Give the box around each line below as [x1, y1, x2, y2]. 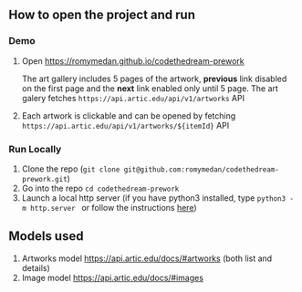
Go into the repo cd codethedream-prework [21, 182, 180, 193]
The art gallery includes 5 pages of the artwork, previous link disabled [21, 73, 287, 84]
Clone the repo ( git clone [21, 163, 120, 174]
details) [21, 262, 51, 273]
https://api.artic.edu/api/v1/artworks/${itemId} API [21, 120, 230, 130]
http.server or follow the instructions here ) [30, 202, 197, 213]
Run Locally [8, 142, 62, 155]
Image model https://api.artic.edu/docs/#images [21, 272, 204, 283]
